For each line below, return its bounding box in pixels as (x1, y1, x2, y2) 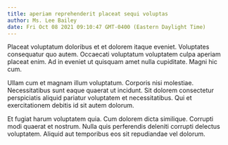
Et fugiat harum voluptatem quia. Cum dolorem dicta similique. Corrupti (7, 115, 213, 123)
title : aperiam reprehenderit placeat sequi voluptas (7, 10, 169, 18)
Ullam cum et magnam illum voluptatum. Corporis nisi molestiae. (7, 79, 194, 87)
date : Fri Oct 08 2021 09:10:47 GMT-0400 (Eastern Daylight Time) (7, 23, 206, 30)
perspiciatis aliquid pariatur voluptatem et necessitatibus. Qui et (7, 94, 192, 102)
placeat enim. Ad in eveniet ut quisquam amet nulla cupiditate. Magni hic (7, 58, 218, 66)
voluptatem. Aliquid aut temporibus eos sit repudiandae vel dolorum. (7, 130, 205, 138)
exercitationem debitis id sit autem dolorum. (7, 101, 135, 110)
